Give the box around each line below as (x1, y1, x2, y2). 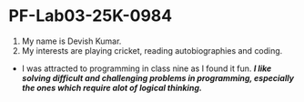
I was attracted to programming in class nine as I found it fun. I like (21, 63, 272, 74)
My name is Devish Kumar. (21, 36, 122, 46)
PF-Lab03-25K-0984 (8, 5, 173, 26)
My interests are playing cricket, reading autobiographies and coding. (21, 45, 283, 56)
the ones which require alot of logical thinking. (21, 82, 202, 93)
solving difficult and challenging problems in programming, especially (21, 72, 295, 83)
